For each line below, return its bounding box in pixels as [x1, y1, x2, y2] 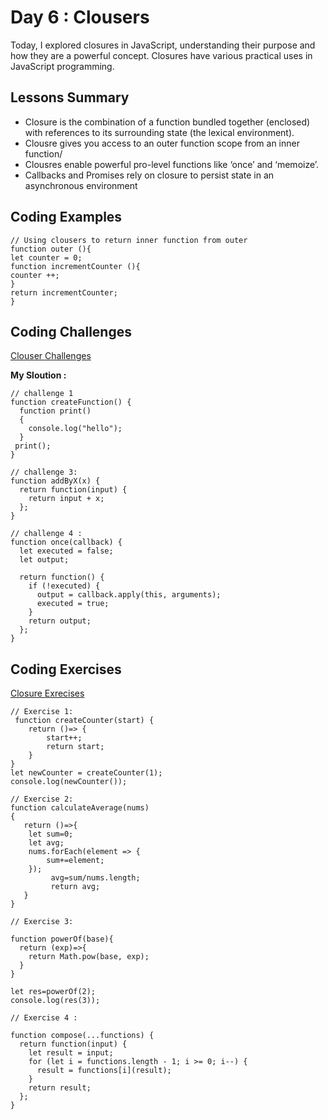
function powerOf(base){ [10, 934, 114, 945]
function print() [19, 406, 92, 416]
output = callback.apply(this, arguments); [36, 590, 222, 600]
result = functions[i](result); [36, 1066, 172, 1076]
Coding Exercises [10, 661, 122, 678]
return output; [28, 616, 92, 626]
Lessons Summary [10, 89, 130, 106]
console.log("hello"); [28, 424, 123, 434]
